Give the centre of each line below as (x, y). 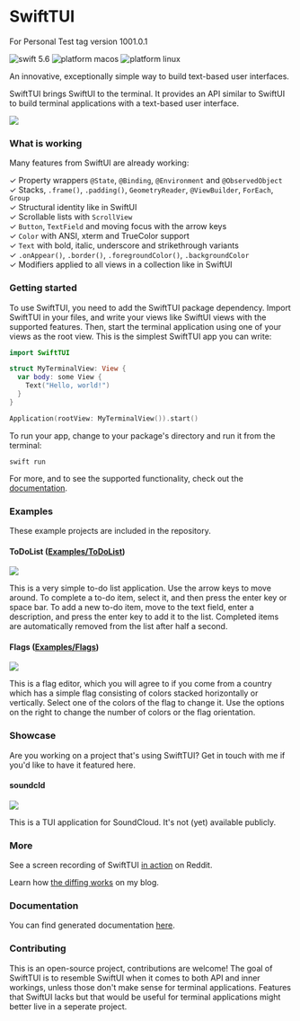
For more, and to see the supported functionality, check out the (127, 478)
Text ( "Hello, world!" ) (68, 386)
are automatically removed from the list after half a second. (119, 626)
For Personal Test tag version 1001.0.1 (79, 41)
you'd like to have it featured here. (73, 765)
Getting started (44, 288)
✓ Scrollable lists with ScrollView (71, 217)
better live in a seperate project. (68, 1006)
